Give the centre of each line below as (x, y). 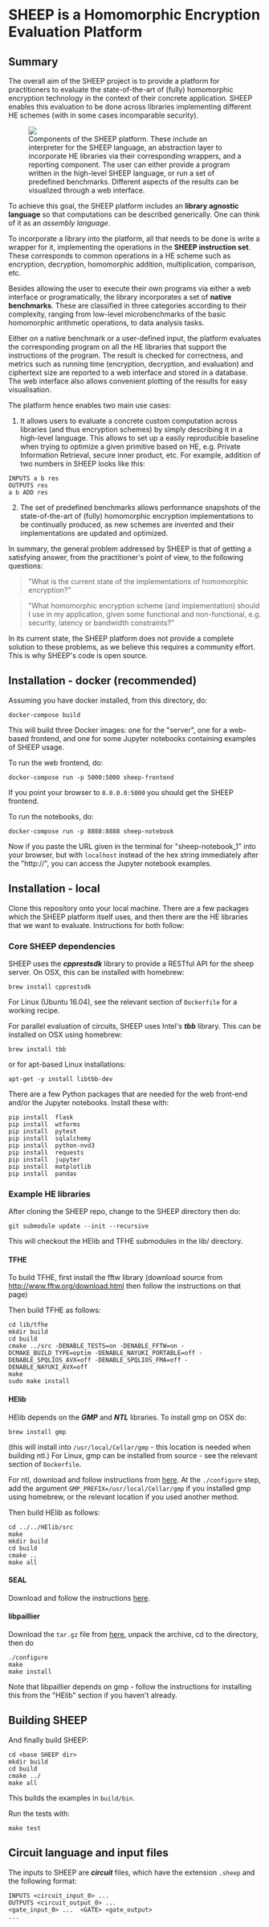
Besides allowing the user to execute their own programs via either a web (130, 288)
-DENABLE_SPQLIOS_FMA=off (138, 1360)
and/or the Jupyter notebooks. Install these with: (89, 1102)
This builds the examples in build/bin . (71, 1797)
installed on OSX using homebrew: (65, 1034)
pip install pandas (43, 1174)
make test (25, 1828)
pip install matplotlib (50, 1167)
